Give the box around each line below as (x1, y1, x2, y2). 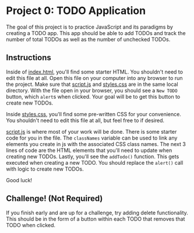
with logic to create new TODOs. (6, 165, 84, 172)
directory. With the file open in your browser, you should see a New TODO (6, 86, 178, 94)
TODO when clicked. (6, 221, 56, 228)
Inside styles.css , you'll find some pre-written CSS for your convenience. (6, 110, 182, 117)
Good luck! (6, 176, 33, 183)
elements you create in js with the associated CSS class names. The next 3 (6, 140, 186, 147)
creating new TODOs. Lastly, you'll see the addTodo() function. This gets (6, 153, 179, 160)
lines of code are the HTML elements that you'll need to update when (6, 147, 172, 154)
